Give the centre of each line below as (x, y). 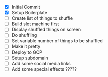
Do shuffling (24, 35)
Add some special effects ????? (44, 69)
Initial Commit (26, 7)
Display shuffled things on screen (46, 30)
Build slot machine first (35, 24)
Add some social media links (41, 63)
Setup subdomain (30, 58)
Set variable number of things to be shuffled (57, 41)
